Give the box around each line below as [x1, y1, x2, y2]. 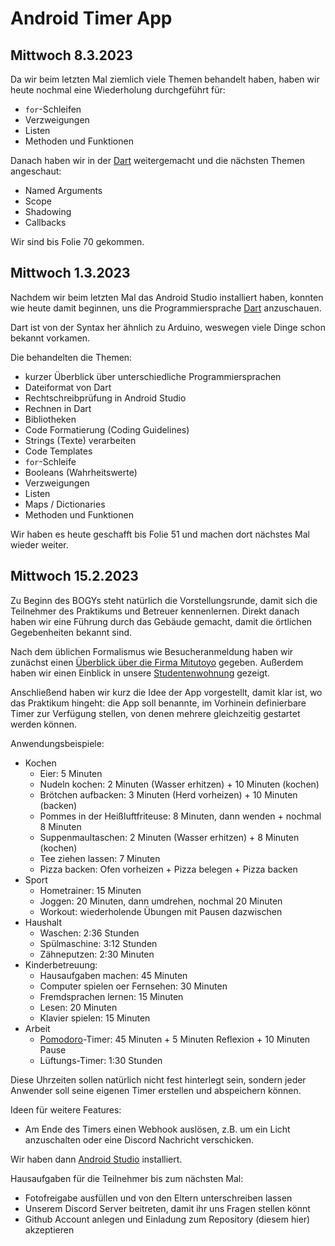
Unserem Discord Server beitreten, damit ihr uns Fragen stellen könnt [24, 1202, 311, 1214]
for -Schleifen [24, 103, 82, 115]
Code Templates [24, 445, 93, 457]
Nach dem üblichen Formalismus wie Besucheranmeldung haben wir [10, 645, 294, 657]
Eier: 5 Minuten [39, 767, 103, 779]
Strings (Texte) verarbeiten [24, 434, 137, 446]
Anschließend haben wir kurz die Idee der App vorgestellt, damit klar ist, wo [10, 686, 323, 698]
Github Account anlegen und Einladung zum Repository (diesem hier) [24, 1213, 311, 1225]
